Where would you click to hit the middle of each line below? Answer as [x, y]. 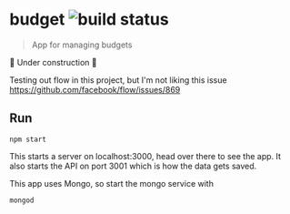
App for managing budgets [82, 45]
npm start [28, 139]
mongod [22, 200]
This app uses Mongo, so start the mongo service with [111, 183]
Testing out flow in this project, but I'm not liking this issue [118, 80]
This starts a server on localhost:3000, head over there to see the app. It [145, 156]
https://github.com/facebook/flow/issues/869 [95, 89]
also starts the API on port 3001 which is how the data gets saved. [133, 166]
